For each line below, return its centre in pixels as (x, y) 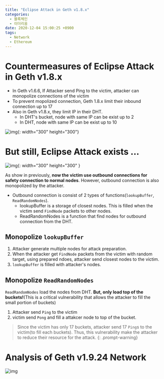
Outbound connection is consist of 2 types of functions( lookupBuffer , (83, 195)
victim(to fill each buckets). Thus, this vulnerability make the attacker (87, 332)
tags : (11, 33)
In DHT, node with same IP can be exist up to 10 (68, 122)
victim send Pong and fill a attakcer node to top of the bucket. (74, 318)
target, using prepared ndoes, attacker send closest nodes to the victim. (86, 259)
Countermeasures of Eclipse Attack (80, 66)
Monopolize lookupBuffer (44, 237)
